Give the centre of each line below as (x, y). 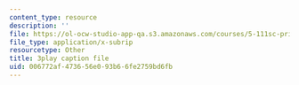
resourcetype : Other (48, 50)
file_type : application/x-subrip (71, 42)
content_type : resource (53, 17)
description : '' (39, 26)
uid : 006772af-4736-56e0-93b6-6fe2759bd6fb (91, 67)
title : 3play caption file (59, 58)
